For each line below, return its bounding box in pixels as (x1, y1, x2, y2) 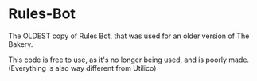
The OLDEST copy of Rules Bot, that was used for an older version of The (8, 31, 250, 40)
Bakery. (8, 39, 33, 48)
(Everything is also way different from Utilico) (8, 63, 157, 72)
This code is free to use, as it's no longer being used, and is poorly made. (8, 55, 249, 64)
